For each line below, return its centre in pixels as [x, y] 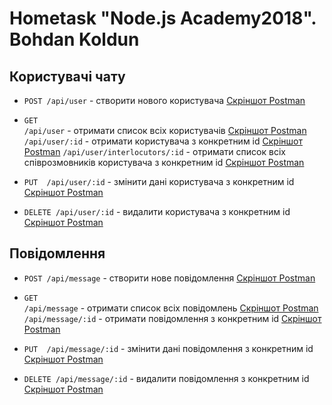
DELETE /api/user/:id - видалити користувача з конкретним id [157, 211]
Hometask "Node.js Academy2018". [163, 18]
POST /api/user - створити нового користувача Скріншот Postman [164, 100]
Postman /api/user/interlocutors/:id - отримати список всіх [154, 151]
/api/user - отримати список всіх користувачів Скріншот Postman [165, 130]
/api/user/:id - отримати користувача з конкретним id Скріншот [163, 141]
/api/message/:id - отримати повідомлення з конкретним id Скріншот [172, 318]
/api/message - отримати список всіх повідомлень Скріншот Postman [171, 308]
